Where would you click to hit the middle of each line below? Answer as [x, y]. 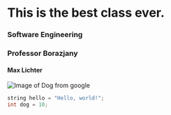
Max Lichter [25, 70]
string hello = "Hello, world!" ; [56, 98]
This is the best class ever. [86, 13]
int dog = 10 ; [28, 105]
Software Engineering [45, 35]
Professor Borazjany [43, 54]
